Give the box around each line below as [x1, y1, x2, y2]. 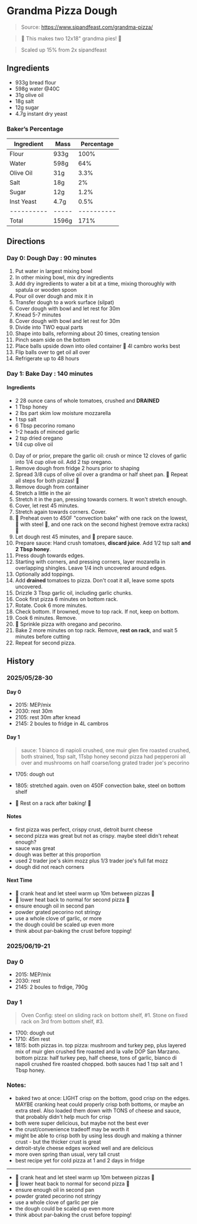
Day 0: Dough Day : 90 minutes [6, 254, 97, 262]
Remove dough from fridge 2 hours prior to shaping [15, 464, 140, 471]
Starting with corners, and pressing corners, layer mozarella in [15, 558, 165, 565]
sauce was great [15, 844, 56, 852]
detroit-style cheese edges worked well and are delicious [15, 1144, 154, 1151]
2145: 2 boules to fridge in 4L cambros [15, 720, 109, 727]
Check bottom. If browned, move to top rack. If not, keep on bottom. [15, 608, 180, 615]
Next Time [6, 876, 33, 884]
